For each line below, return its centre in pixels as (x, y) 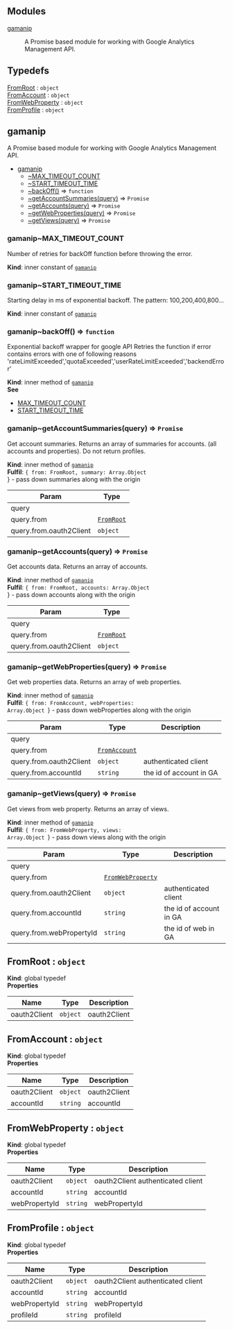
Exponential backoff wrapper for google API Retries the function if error (109, 347)
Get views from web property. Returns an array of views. (88, 809)
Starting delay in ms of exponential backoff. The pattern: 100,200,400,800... (115, 300)
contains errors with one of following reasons (72, 354)
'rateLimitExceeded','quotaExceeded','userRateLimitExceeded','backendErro (116, 362)
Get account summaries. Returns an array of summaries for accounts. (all (112, 443)
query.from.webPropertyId (54, 933)
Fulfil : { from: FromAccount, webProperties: (71, 703)
